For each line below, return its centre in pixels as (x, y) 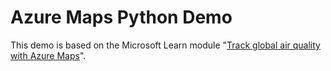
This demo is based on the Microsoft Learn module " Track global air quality (165, 45)
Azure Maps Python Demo (121, 17)
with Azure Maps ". (48, 55)
